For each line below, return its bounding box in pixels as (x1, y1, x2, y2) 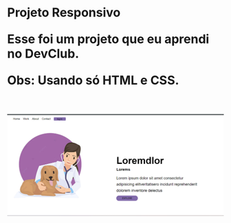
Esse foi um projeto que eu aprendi (7, 32, 210, 47)
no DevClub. (7, 46, 80, 62)
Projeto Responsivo (7, 5, 121, 21)
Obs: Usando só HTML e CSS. (7, 73, 179, 89)
